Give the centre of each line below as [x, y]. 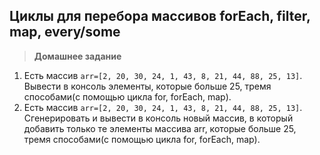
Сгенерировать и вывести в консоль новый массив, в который [158, 118]
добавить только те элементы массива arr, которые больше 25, [160, 128]
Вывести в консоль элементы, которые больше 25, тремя [147, 86]
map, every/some [65, 32]
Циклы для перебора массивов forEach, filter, [160, 16]
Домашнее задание [77, 56]
